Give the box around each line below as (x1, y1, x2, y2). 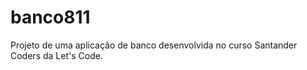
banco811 (10, 6, 91, 29)
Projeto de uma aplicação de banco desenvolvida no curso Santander (10, 39, 298, 51)
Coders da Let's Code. (10, 49, 103, 61)
